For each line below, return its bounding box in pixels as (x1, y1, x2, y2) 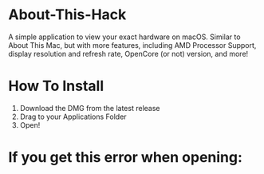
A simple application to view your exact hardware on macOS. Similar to (8, 32, 241, 42)
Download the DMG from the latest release (19, 103, 160, 113)
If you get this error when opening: (8, 148, 243, 167)
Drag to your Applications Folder (19, 112, 127, 121)
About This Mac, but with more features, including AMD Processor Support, (8, 40, 257, 49)
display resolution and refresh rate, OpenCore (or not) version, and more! (8, 49, 249, 58)
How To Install (8, 77, 104, 95)
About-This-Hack (8, 6, 127, 24)
